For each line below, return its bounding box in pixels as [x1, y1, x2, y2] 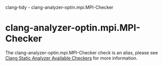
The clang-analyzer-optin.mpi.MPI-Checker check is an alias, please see [5, 49, 158, 55]
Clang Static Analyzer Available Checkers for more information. [5, 55, 138, 61]
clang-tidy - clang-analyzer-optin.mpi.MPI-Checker [5, 5, 114, 10]
